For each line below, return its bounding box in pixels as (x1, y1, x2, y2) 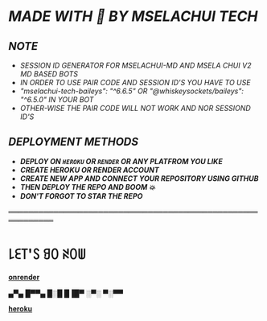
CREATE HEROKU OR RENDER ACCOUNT (19, 165, 159, 175)
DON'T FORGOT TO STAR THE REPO (19, 191, 143, 200)
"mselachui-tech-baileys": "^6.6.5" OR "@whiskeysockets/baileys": (19, 86, 244, 96)
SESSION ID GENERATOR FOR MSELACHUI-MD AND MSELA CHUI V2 (19, 60, 252, 70)
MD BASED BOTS (19, 69, 79, 79)
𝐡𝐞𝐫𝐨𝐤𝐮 (8, 303, 33, 313)
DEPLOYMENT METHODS (8, 135, 139, 149)
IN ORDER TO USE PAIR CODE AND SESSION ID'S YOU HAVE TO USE (19, 78, 251, 87)
